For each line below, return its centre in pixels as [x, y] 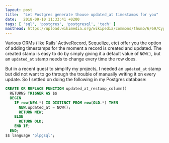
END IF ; [22, 126]
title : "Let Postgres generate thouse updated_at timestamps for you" [82, 15]
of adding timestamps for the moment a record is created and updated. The [83, 48]
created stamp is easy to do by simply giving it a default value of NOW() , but [83, 54]
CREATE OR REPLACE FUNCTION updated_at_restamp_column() [66, 89]
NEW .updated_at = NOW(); [45, 107]
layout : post [19, 10]
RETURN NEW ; [31, 112]
